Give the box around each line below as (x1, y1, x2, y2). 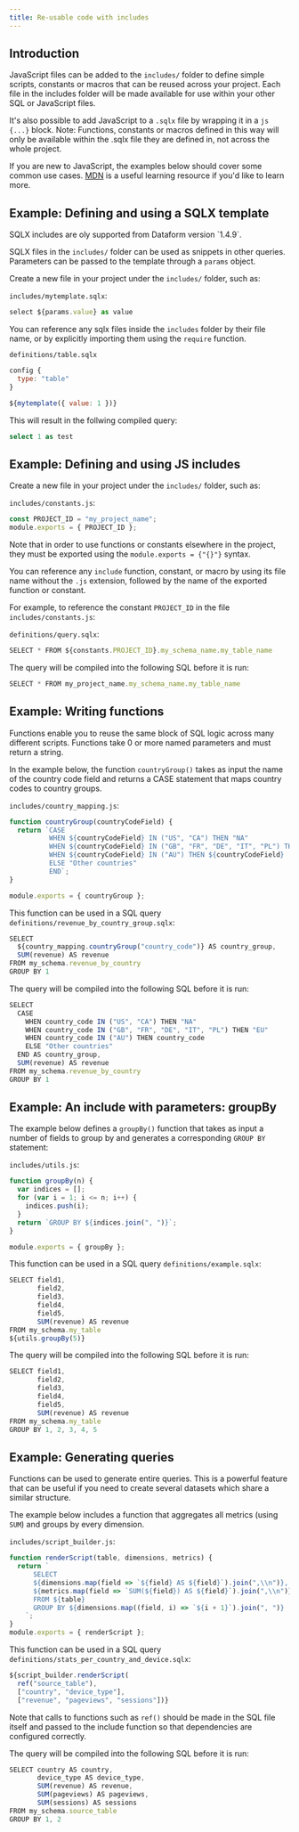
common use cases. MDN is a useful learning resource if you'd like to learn (9, 170, 285, 181)
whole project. (9, 143, 62, 154)
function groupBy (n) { (9, 1177, 93, 1185)
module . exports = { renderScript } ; (9, 1628, 145, 1637)
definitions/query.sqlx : (9, 629, 100, 639)
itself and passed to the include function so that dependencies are (9, 1721, 253, 1732)
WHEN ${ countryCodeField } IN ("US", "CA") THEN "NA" (48, 834, 249, 843)
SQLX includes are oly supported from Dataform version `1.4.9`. (9, 229, 242, 240)
